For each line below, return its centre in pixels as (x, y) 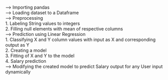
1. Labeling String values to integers (43, 23)
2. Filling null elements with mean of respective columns (64, 29)
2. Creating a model (26, 50)
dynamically (18, 72)
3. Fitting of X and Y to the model (40, 56)
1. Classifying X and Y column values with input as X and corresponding (80, 39)
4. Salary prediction (26, 61)
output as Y (17, 45)
